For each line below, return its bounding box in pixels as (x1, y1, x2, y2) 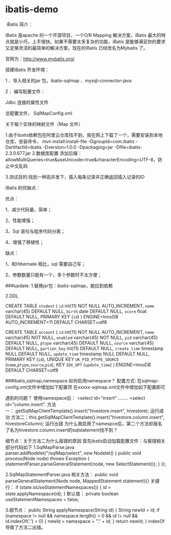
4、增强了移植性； (5, 239, 44, 245)
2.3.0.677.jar (5, 150, 31, 156)
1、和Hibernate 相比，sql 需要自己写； (5, 261, 86, 267)
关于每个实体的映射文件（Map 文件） (5, 121, 83, 127)
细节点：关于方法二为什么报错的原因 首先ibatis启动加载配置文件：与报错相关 (5, 438, 166, 444)
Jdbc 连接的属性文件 (5, 99, 49, 105)
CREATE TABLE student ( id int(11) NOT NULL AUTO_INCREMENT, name (5, 303, 155, 309)
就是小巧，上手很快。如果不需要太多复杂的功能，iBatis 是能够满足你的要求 (9, 38, 166, 45)
